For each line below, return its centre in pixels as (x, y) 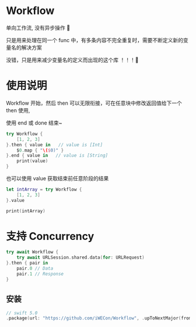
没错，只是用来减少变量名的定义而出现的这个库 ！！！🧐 (72, 60)
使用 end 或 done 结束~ (34, 123)
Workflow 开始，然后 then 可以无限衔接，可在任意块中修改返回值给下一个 (94, 103)
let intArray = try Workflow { (44, 190)
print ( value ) (32, 161)
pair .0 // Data (35, 269)
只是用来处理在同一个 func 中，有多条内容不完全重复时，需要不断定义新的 (95, 40)
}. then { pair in (27, 263)
